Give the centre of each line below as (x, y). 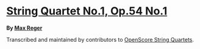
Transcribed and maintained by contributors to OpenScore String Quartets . (100, 39)
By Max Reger (24, 28)
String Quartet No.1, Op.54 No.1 (87, 11)
